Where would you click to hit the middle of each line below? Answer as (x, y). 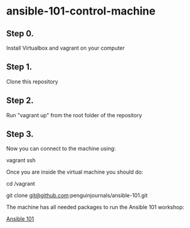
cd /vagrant (21, 184)
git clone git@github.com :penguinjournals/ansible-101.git (77, 195)
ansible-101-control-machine (81, 11)
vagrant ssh (21, 160)
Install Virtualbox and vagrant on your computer (65, 48)
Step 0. (20, 34)
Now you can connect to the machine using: (61, 149)
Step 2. (20, 101)
